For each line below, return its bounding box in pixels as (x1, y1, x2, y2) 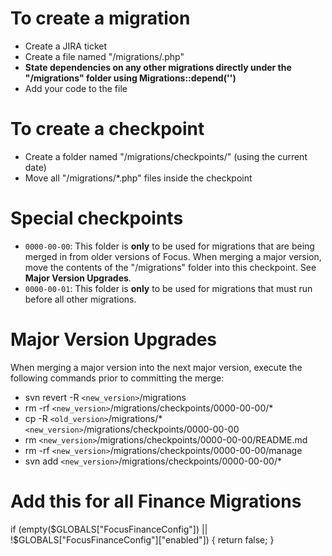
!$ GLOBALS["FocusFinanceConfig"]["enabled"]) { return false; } (10, 533, 275, 546)
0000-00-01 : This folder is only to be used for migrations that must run (24, 282, 313, 294)
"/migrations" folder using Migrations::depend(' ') (24, 72, 237, 84)
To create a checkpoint (10, 118, 205, 141)
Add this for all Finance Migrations (10, 490, 302, 512)
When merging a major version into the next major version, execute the (10, 361, 303, 373)
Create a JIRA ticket (24, 40, 108, 52)
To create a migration (10, 7, 191, 30)
